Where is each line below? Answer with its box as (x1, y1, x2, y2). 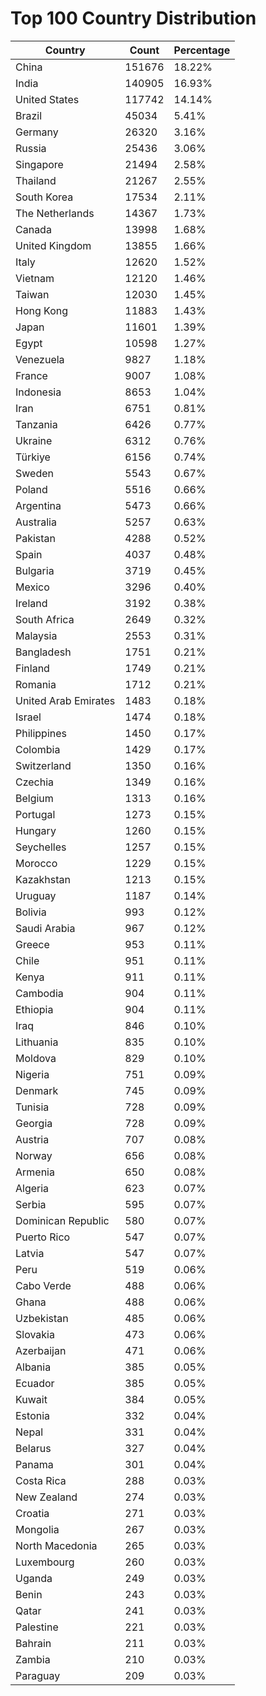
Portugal (15, 807, 56, 821)
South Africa (15, 612, 75, 626)
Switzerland (15, 758, 72, 772)
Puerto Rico (15, 1230, 71, 1244)
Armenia (15, 1165, 55, 1179)
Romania (15, 677, 57, 691)
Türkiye (15, 450, 51, 464)
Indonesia (15, 385, 62, 399)
